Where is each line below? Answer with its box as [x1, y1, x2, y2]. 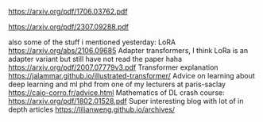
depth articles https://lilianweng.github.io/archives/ [8, 105, 176, 114]
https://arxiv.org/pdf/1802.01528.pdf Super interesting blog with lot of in [8, 97, 244, 105]
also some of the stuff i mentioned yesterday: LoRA [8, 37, 176, 47]
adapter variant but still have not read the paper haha [8, 55, 183, 63]
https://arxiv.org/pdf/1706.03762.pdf [8, 7, 129, 16]
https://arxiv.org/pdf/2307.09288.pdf [8, 22, 130, 31]
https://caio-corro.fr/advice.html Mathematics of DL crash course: [8, 88, 225, 97]
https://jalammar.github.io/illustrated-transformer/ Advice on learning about [8, 71, 256, 80]
